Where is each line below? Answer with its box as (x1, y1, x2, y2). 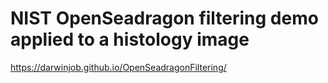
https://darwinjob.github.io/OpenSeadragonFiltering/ (10, 61, 227, 73)
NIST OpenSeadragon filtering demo (10, 7, 319, 30)
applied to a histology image (10, 28, 250, 51)
